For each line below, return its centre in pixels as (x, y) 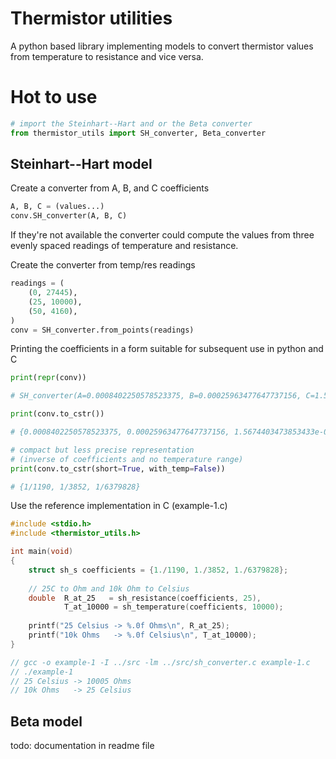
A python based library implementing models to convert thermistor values (162, 46)
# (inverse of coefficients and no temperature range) (127, 459)
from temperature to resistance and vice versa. (107, 56)
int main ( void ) (42, 552)
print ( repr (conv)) (48, 378)
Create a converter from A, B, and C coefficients (110, 188)
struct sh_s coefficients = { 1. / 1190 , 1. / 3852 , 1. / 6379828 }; (158, 570)
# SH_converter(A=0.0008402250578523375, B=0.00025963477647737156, (156, 396)
